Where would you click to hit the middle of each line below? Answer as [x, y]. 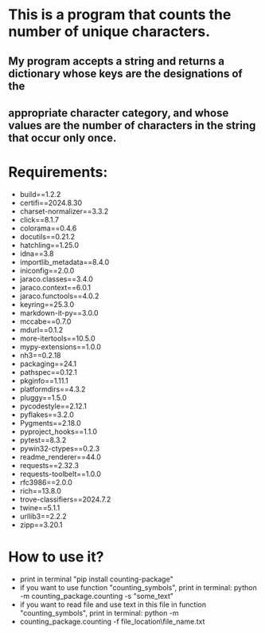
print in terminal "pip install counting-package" [96, 579]
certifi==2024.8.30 [51, 203]
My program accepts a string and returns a [117, 61]
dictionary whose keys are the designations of [125, 73]
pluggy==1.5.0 [43, 397]
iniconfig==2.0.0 [47, 270]
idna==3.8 [37, 254]
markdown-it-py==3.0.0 [59, 313]
